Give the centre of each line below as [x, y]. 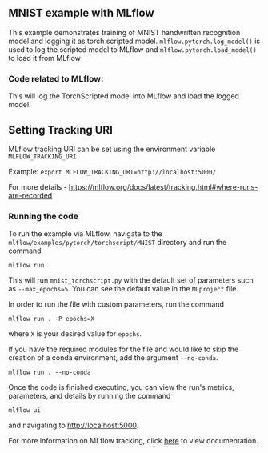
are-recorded [30, 195]
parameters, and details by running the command [90, 396]
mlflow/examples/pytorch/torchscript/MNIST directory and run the [118, 243]
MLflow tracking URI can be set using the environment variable [112, 149]
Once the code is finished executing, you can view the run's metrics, [121, 387]
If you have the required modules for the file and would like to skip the [124, 349]
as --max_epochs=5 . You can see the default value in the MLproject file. [123, 289]
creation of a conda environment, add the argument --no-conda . [113, 358]
